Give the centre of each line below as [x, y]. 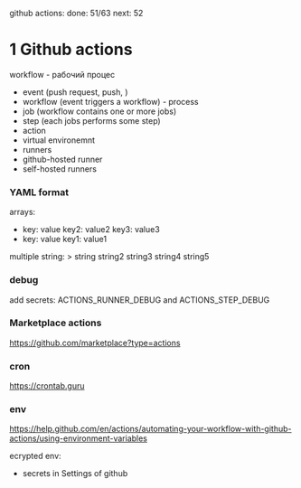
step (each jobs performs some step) [91, 120]
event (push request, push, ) [75, 92]
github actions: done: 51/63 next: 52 [76, 13]
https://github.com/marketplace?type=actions [95, 343]
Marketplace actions [56, 323]
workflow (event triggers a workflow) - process [110, 101]
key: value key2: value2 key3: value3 [91, 230]
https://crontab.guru [47, 386]
